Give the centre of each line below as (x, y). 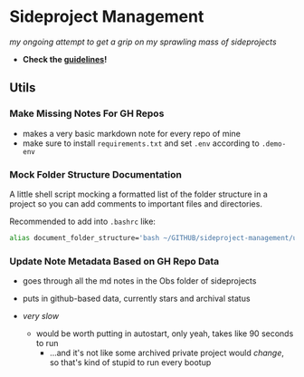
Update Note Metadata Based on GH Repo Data (114, 261)
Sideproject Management (107, 17)
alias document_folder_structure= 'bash (85, 237)
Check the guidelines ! (65, 59)
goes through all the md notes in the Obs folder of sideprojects (139, 281)
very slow (41, 316)
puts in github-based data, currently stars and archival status (136, 299)
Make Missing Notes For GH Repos (87, 113)
